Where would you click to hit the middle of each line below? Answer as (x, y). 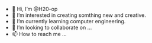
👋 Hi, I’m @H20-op (35, 9)
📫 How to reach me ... (39, 34)
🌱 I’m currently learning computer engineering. (69, 21)
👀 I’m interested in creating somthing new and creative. (79, 15)
